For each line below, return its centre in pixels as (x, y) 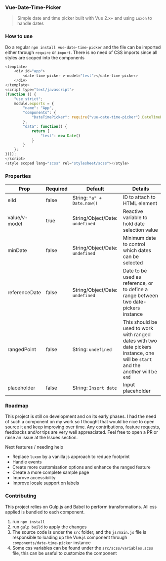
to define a (135, 290)
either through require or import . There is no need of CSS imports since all (81, 52)
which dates (137, 251)
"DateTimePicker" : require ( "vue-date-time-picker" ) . (87, 117)
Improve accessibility (34, 478)
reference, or (138, 283)
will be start (137, 359)
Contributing (21, 496)
